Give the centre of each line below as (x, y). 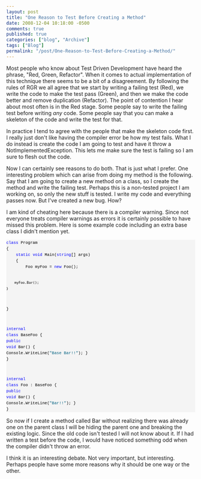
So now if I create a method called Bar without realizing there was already (97, 421)
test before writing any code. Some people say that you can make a (90, 113)
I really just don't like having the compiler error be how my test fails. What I (98, 137)
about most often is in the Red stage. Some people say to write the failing (97, 107)
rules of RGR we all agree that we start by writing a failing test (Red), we (95, 87)
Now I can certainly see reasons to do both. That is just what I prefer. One (97, 168)
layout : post (22, 12)
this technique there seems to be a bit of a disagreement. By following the (97, 81)
